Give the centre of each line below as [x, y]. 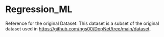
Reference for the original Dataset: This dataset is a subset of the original [82, 23]
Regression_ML [39, 9]
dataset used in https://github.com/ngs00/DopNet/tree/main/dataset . [78, 28]
